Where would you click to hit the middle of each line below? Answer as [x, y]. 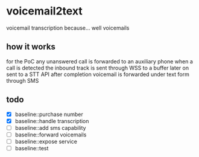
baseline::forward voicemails [51, 135]
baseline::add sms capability [50, 127]
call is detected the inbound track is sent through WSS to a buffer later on [97, 68]
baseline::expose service [46, 141]
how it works [31, 47]
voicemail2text [44, 11]
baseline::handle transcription [52, 121]
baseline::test [32, 148]
